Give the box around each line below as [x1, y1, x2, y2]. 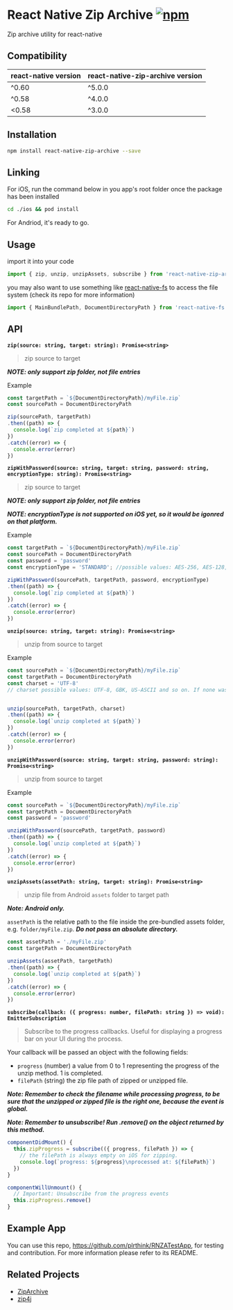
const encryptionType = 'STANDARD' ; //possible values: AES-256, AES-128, [7, 564, 228, 571]
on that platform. [7, 517, 58, 526]
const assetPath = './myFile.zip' [7, 938, 107, 946]
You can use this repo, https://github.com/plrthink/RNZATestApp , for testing [7, 1241, 224, 1249]
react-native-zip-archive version [87, 70, 202, 80]
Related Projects [7, 1269, 80, 1281]
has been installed [7, 192, 60, 201]
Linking [7, 166, 40, 178]
